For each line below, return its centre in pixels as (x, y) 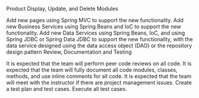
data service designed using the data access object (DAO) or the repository (99, 45)
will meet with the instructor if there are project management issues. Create (99, 82)
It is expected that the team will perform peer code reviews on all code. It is (99, 63)
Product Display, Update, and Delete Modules (62, 9)
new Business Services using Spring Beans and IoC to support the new (94, 27)
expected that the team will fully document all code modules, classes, (92, 70)
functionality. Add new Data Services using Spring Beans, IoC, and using (96, 33)
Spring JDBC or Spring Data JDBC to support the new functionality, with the (99, 39)
